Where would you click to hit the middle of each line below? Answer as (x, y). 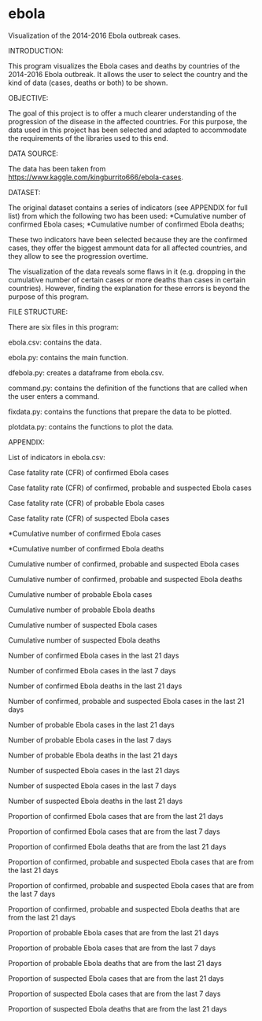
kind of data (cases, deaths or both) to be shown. (88, 83)
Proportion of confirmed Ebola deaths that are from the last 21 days (117, 846)
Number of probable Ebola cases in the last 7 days (90, 739)
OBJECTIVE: (28, 98)
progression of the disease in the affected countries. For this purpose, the (128, 121)
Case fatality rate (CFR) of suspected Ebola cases (89, 518)
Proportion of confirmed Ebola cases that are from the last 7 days (114, 831)
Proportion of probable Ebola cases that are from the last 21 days (113, 932)
